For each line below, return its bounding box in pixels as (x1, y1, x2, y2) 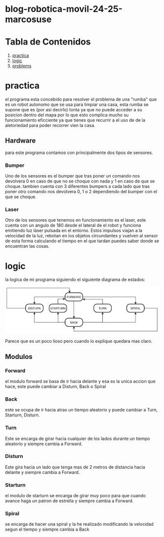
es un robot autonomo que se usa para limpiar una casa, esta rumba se (5, 102, 149, 107)
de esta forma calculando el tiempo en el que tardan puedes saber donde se (5, 238, 160, 244)
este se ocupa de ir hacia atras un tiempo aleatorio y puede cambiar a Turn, (5, 407, 158, 413)
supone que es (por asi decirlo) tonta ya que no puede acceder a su (5, 107, 142, 113)
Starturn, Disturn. (5, 412, 40, 418)
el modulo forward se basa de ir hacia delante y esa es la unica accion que (5, 378, 156, 384)
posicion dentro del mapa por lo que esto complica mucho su (5, 112, 129, 118)
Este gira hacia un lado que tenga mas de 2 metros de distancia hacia (5, 464, 145, 470)
